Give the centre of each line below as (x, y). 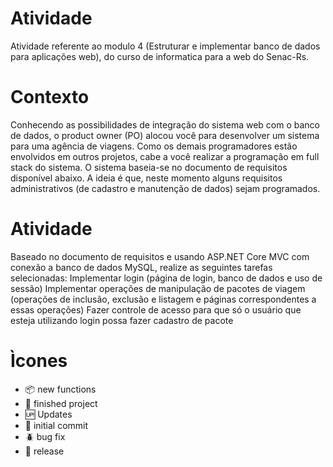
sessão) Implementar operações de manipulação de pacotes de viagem (158, 288)
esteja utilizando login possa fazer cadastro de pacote (122, 320)
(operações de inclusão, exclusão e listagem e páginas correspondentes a (163, 299)
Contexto (50, 97)
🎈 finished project (61, 403)
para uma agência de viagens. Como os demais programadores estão (154, 146)
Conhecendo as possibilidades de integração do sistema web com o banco (165, 124)
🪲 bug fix (45, 436)
